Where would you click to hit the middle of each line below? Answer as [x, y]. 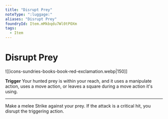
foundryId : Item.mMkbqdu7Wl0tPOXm [41, 24]
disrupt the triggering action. [34, 111]
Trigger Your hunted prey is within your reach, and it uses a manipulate [78, 81]
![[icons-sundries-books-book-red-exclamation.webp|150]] [66, 71]
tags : [11, 28]
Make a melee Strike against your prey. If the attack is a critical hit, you [78, 106]
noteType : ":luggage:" [29, 14]
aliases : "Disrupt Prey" [31, 19]
